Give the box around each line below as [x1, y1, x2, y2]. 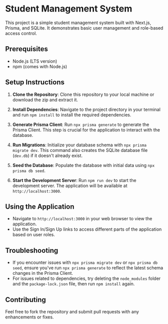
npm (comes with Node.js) [12, 63, 68, 69]
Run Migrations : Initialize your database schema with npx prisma [12, 141, 147, 148]
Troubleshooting [5, 246, 59, 255]
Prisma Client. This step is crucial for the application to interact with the [12, 126, 160, 133]
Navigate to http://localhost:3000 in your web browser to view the [12, 216, 152, 222]
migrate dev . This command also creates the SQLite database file [12, 147, 148, 153]
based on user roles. [12, 232, 55, 238]
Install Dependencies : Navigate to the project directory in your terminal [12, 106, 160, 112]
